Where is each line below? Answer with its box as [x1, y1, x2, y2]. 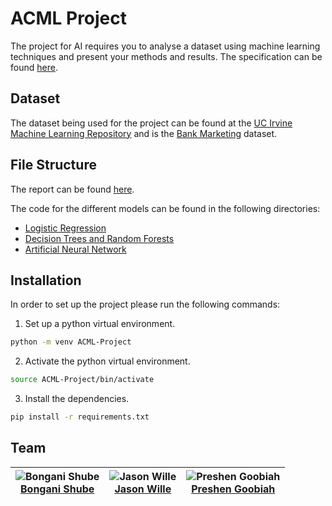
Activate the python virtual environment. [24, 355, 191, 367]
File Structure [10, 157, 97, 174]
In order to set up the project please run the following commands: [10, 298, 281, 311]
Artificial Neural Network [24, 243, 127, 255]
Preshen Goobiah [191, 482, 276, 496]
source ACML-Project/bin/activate [10, 375, 155, 385]
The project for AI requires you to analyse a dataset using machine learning [10, 40, 321, 52]
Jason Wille [114, 482, 172, 496]
